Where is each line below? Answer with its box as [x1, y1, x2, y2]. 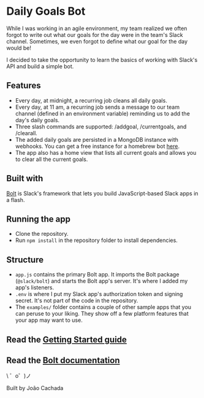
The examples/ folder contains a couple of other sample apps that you [15, 303, 192, 311]
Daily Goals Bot [6, 4, 86, 18]
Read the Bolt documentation [6, 355, 121, 365]
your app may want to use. [15, 316, 83, 324]
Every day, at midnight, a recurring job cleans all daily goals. [15, 96, 167, 104]
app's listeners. [15, 284, 55, 291]
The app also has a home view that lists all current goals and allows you [15, 149, 197, 156]
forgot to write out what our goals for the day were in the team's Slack [6, 31, 183, 38]
